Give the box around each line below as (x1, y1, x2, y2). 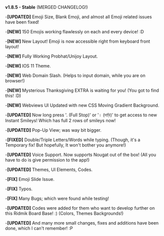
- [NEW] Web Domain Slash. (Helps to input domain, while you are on (5, 73, 146, 79)
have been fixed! (5, 19, 40, 25)
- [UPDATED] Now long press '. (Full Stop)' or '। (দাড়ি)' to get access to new (5, 112, 157, 118)
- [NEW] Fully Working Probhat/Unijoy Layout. (5, 53, 98, 59)
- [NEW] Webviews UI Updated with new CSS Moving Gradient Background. (5, 102, 160, 108)
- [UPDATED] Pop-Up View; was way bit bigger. (5, 127, 102, 133)
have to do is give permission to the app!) (5, 157, 90, 163)
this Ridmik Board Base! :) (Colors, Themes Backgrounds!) (5, 211, 124, 216)
